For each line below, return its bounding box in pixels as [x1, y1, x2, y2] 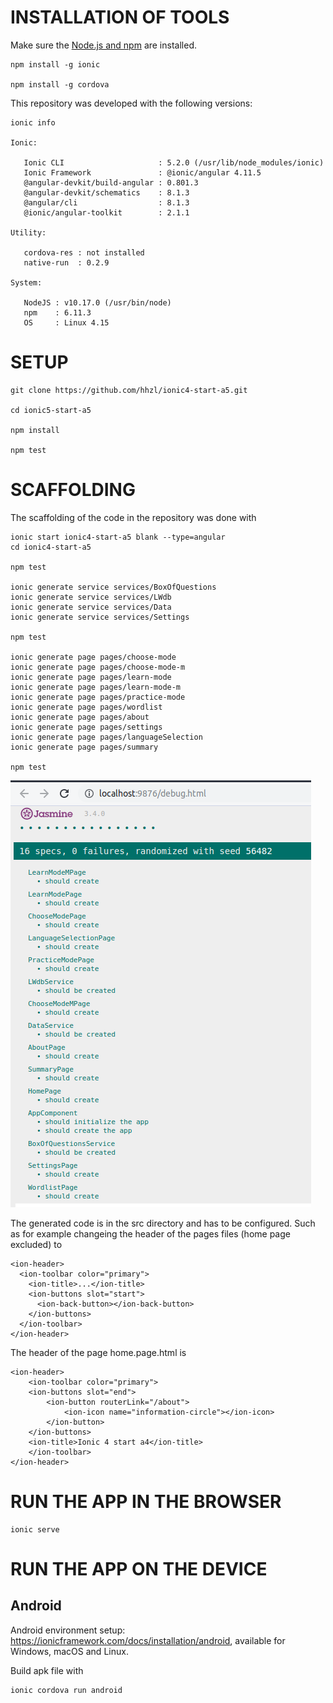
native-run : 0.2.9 [23, 257, 110, 268]
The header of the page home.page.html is [10, 1346, 187, 1358]
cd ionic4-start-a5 [10, 542, 92, 552]
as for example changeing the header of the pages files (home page [10, 1227, 291, 1240]
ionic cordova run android [10, 1685, 123, 1695]
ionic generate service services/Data [10, 602, 172, 612]
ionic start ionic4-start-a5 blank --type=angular [10, 532, 226, 542]
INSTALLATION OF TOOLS [10, 6, 230, 29]
